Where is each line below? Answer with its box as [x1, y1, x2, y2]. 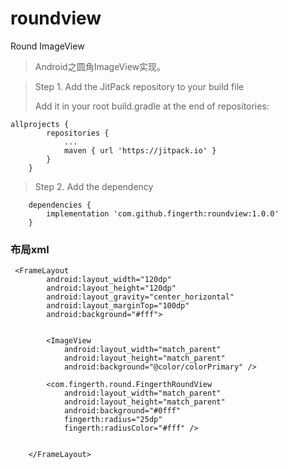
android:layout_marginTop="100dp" [46, 301, 190, 311]
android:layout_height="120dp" [46, 283, 177, 294]
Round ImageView [10, 40, 85, 52]
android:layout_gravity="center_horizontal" [46, 292, 235, 302]
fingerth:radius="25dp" [63, 415, 163, 425]
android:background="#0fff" [63, 406, 182, 416]
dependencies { [28, 200, 92, 210]
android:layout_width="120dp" [46, 275, 172, 285]
